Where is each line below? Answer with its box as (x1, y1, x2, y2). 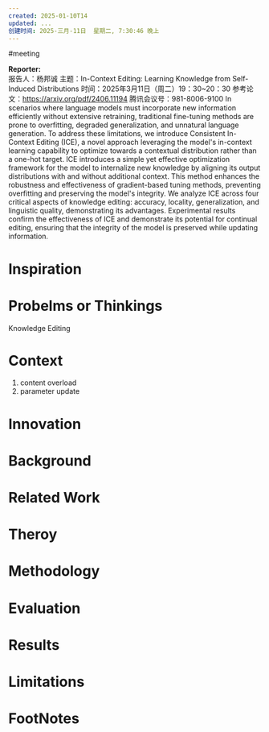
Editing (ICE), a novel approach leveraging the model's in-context (35, 138, 253, 147)
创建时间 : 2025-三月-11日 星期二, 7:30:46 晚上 (8, 27, 160, 35)
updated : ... (8, 19, 52, 27)
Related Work (8, 489, 100, 507)
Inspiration (8, 259, 82, 278)
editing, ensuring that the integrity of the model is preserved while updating (8, 223, 259, 233)
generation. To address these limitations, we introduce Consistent (8, 129, 226, 139)
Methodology (8, 562, 100, 581)
